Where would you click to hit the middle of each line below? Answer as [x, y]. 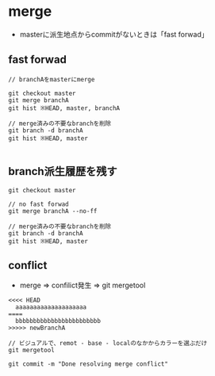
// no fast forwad [38, 204]
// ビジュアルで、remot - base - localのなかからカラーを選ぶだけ [108, 344]
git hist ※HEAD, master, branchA [64, 108]
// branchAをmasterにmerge [52, 79]
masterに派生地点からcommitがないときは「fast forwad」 [114, 34]
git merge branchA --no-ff [53, 211]
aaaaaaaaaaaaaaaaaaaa [51, 307]
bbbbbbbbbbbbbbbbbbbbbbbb [58, 321]
